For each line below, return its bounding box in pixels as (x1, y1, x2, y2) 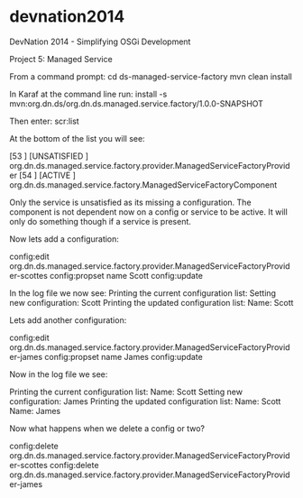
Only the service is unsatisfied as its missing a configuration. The (9, 197, 252, 207)
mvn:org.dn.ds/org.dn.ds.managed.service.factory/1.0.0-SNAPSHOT (9, 97, 264, 109)
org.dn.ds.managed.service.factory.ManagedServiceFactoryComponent (9, 179, 278, 190)
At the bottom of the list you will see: (9, 133, 146, 143)
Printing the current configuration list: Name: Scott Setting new (9, 386, 243, 397)
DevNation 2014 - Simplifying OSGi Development (9, 36, 191, 47)
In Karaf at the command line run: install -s (9, 88, 168, 99)
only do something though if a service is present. (9, 216, 192, 226)
